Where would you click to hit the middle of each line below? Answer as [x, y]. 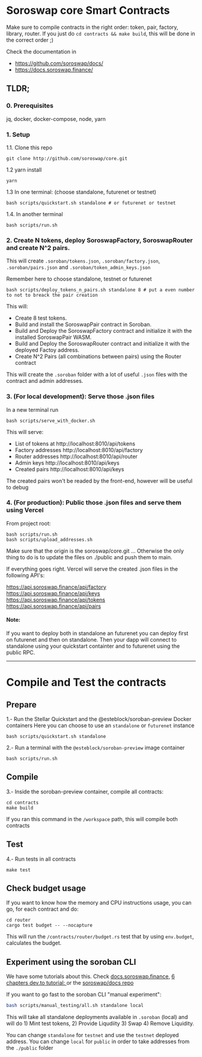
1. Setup [18, 134]
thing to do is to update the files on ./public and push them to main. [89, 557]
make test [19, 870]
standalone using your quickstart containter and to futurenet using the [93, 646]
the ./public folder [30, 1048]
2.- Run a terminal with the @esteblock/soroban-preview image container [96, 748]
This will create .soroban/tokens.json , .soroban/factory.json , [83, 261]
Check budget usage [46, 888]
